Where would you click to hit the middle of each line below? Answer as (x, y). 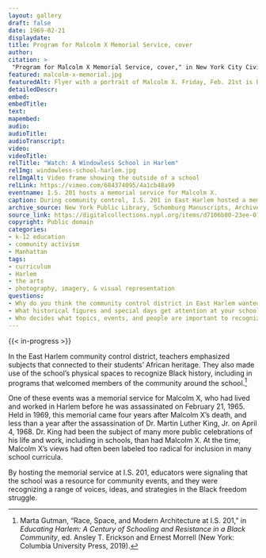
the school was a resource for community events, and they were (113, 481)
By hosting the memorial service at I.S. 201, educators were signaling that (128, 472)
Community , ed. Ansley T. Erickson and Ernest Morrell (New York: (127, 537)
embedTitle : (28, 104)
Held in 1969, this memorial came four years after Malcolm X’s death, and (127, 415)
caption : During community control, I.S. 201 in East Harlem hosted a (127, 200)
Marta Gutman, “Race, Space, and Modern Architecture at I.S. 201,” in (133, 521)
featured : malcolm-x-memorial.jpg (65, 75)
